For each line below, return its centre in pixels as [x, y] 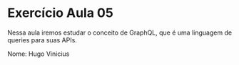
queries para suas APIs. [42, 40]
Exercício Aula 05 [61, 13]
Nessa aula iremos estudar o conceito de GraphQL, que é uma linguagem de [120, 32]
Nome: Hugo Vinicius [39, 54]
